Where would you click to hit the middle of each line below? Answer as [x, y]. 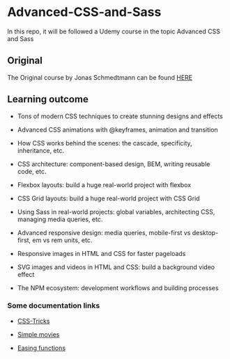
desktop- [205, 232]
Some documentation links [54, 305]
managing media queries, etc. [60, 219]
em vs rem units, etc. [62, 240]
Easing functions [41, 348]
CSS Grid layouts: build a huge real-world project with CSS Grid [108, 198]
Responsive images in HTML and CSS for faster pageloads [101, 253]
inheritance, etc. [41, 150]
